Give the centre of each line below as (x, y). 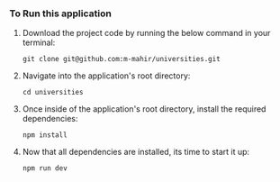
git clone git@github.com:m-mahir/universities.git (121, 59)
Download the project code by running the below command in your (146, 33)
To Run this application (61, 14)
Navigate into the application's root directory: (106, 76)
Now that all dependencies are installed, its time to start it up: (136, 152)
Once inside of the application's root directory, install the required (144, 109)
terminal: (39, 42)
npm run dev (45, 168)
